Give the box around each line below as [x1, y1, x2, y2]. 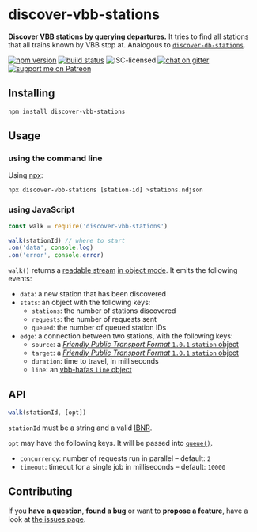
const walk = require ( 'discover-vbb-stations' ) [8, 222, 168, 230]
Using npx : [8, 171, 43, 180]
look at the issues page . [8, 514, 86, 523]
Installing [8, 87, 55, 100]
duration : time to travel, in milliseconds [31, 357, 160, 366]
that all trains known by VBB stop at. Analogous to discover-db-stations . [8, 40, 246, 49]
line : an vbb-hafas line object [31, 365, 132, 375]
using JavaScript [8, 204, 75, 215]
